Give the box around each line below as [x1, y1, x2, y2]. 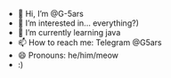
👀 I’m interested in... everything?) [17, 18, 140, 28]
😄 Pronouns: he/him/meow [17, 50, 118, 60]
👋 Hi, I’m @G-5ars [17, 9, 85, 19]
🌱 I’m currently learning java [17, 27, 121, 37]
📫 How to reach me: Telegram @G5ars [17, 37, 162, 48]
